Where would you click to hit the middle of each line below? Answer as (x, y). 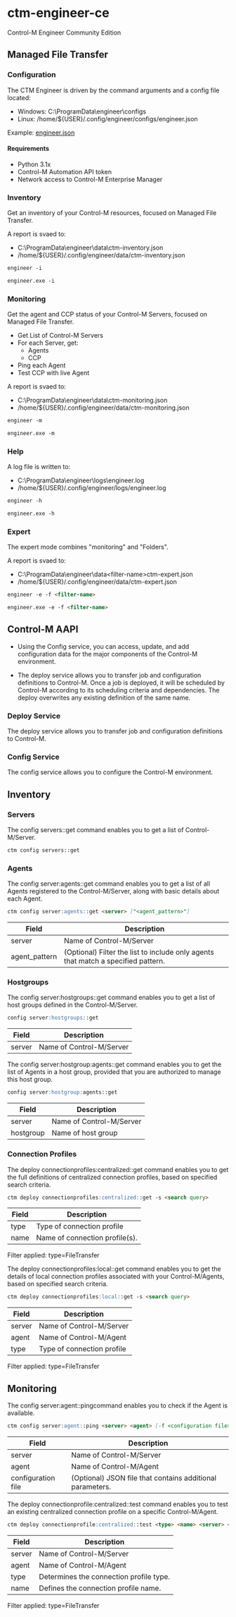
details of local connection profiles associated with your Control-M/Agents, (116, 1276)
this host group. (30, 1080)
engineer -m (25, 421)
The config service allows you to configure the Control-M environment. (110, 772)
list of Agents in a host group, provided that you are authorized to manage (114, 1072)
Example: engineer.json (41, 133)
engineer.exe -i (31, 281)
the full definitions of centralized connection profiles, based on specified (112, 1177)
